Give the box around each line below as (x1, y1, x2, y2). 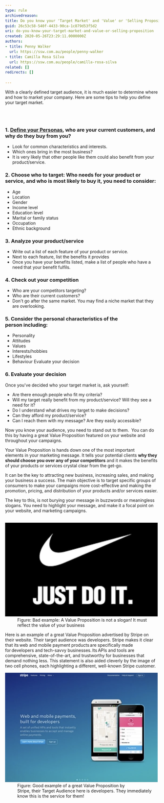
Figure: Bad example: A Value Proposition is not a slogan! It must (17, 617, 147, 623)
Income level (12, 204, 38, 210)
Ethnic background (12, 225, 50, 231)
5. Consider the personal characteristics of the (5, 316, 118, 322)
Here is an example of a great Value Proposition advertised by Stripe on (5, 632, 149, 638)
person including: (5, 321, 48, 328)
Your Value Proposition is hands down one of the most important (5, 447, 135, 453)
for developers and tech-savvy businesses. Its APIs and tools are (5, 647, 135, 654)
